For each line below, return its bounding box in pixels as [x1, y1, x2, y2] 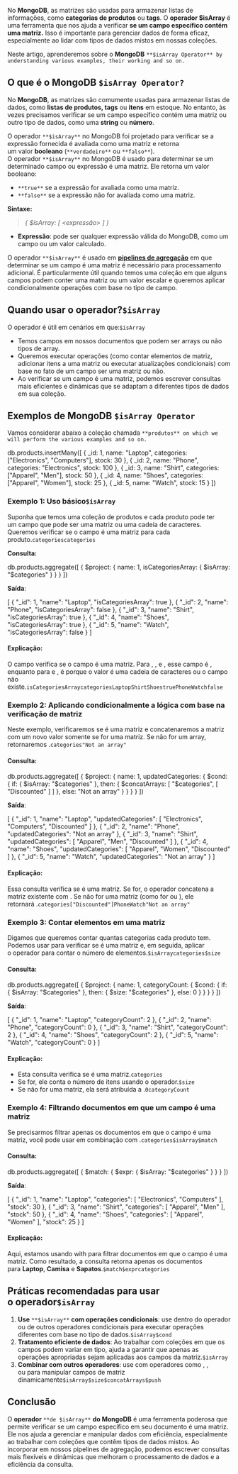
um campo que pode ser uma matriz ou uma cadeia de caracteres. [7, 520, 202, 528]
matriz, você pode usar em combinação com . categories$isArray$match [7, 1135, 217, 1144]
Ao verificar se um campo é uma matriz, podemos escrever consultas [17, 374, 221, 382]
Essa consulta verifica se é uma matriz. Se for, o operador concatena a [7, 885, 215, 893]
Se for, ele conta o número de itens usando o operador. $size [17, 1077, 195, 1086]
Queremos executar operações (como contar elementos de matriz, [17, 351, 212, 360]
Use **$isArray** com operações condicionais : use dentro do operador [17, 1315, 232, 1324]
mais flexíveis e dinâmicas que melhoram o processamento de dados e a [7, 1452, 220, 1461]
